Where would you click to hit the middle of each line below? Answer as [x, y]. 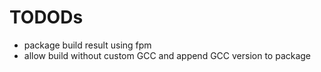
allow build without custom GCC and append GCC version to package [167, 55]
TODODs [46, 17]
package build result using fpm [87, 45]
